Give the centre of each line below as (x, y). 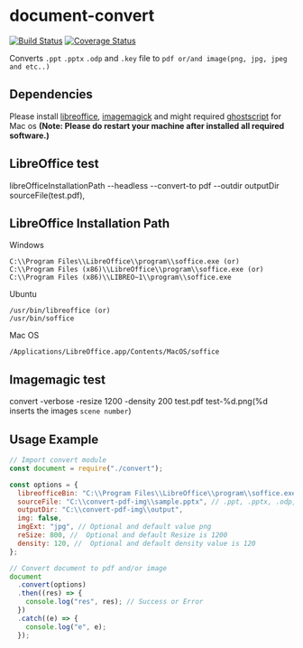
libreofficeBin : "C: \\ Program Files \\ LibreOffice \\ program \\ (135, 493)
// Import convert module (58, 460)
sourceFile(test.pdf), (47, 195)
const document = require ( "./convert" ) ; (87, 468)
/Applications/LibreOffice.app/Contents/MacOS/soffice (115, 352)
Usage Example (54, 439)
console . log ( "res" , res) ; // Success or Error (115, 602)
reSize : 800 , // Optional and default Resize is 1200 (123, 535)
